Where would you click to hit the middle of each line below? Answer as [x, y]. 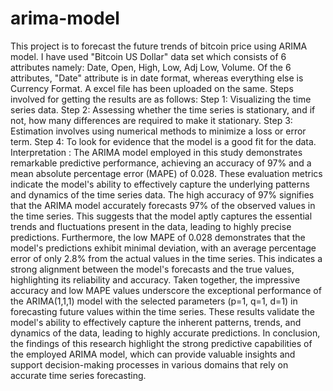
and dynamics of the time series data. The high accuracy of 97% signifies [162, 194]
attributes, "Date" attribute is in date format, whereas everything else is [157, 78]
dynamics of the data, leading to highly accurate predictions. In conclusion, [165, 333]
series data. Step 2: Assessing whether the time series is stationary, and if [163, 109]
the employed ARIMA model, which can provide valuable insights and [153, 354]
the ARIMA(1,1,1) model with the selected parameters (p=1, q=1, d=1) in [154, 301]
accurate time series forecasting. [78, 375]
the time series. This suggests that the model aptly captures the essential [161, 216]
